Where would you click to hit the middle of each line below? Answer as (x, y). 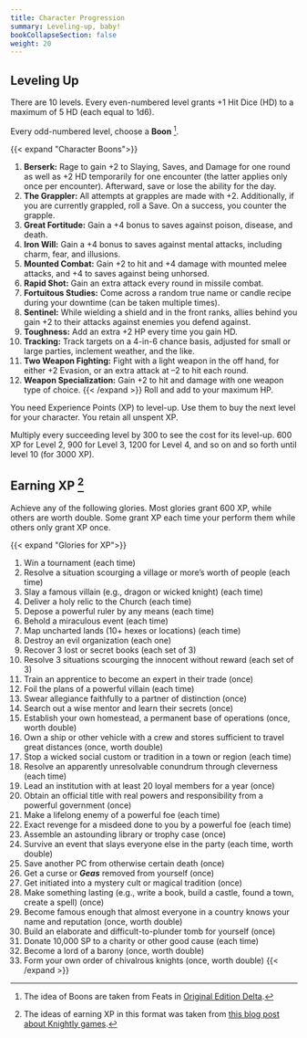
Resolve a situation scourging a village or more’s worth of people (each (157, 572)
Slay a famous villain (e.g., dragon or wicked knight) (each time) (143, 592)
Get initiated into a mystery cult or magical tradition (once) (133, 883)
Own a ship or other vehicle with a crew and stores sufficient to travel (154, 737)
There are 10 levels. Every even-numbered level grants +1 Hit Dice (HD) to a (152, 102)
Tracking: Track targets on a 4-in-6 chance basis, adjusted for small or (157, 341)
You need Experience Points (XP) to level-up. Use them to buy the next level (153, 407)
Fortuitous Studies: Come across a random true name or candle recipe (158, 292)
